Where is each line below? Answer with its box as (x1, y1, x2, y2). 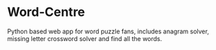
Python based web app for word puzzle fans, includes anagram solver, (7, 27, 210, 35)
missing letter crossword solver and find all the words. (7, 34, 163, 42)
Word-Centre (7, 4, 85, 20)
